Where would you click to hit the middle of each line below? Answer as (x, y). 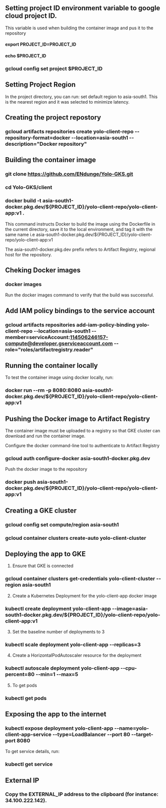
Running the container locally (52, 366)
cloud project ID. (31, 16)
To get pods (25, 685)
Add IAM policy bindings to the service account (80, 311)
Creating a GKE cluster (41, 510)
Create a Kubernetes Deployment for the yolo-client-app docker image (84, 596)
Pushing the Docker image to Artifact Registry (78, 419)
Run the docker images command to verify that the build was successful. (80, 295)
